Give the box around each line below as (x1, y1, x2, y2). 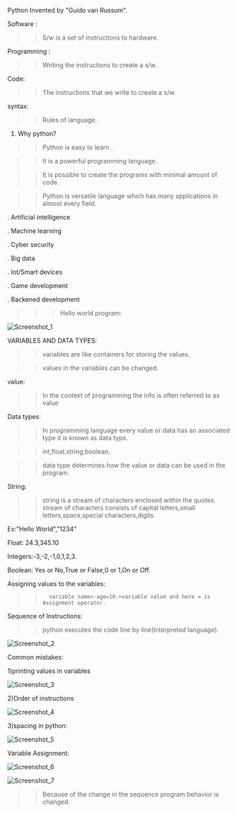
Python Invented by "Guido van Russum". (7, 6, 127, 14)
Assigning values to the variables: (7, 580, 106, 588)
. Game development (7, 282, 69, 289)
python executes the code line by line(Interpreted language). (42, 625, 219, 634)
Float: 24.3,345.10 (7, 538, 59, 547)
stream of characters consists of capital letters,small (42, 504, 196, 512)
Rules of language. (42, 116, 98, 124)
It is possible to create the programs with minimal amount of (42, 171, 218, 179)
